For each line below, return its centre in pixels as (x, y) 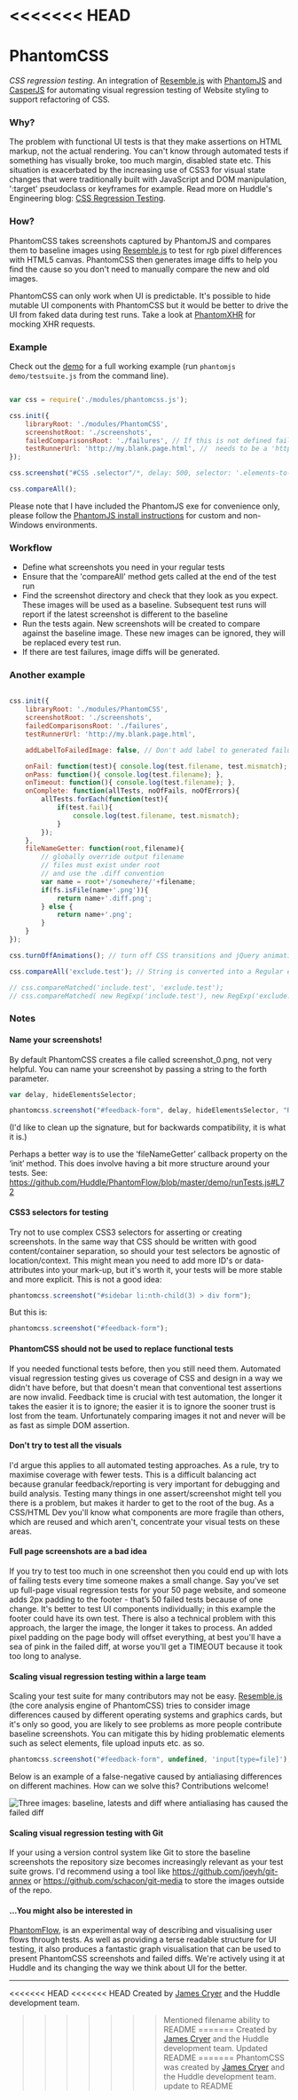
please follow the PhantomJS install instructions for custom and (125, 515)
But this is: (28, 1312)
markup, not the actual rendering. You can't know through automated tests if (149, 151)
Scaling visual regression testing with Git (86, 1833)
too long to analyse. (45, 1655)
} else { (57, 906)
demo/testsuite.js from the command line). (89, 376)
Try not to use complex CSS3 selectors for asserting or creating (125, 1232)
